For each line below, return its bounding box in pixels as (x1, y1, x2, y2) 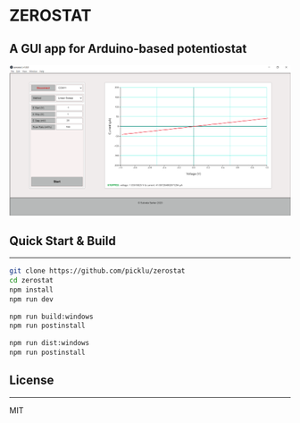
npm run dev (9, 294, 54, 304)
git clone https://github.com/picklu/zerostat (9, 266, 186, 275)
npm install (9, 285, 54, 294)
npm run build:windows (9, 312, 94, 321)
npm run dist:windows (9, 339, 90, 348)
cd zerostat (9, 275, 54, 284)
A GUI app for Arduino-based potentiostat (9, 41, 247, 56)
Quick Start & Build (9, 233, 116, 249)
